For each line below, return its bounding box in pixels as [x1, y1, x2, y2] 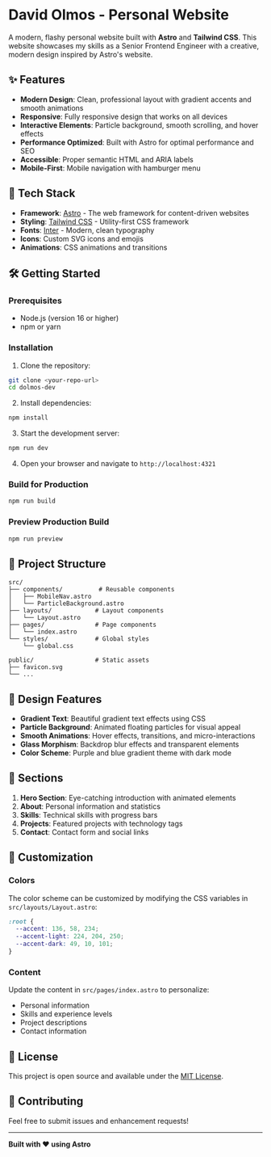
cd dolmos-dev [8, 384, 56, 392]
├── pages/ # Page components [8, 621, 157, 629]
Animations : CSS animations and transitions [19, 242, 168, 252]
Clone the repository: [19, 360, 91, 370]
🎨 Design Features [8, 692, 102, 706]
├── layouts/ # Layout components [8, 607, 164, 615]
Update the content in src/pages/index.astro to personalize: [8, 985, 210, 995]
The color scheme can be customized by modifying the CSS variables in [8, 893, 248, 902]
